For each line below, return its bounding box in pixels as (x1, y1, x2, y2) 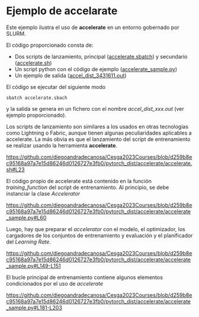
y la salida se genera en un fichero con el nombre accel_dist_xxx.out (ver (6, 105, 185, 112)
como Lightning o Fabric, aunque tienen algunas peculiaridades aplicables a (6, 129, 192, 136)
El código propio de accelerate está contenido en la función (6, 177, 152, 184)
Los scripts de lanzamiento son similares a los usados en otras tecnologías (6, 123, 188, 130)
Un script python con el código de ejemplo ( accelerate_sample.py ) (14, 65, 178, 72)
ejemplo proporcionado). (6, 111, 67, 119)
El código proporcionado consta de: (6, 41, 94, 49)
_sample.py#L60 (6, 214, 47, 221)
